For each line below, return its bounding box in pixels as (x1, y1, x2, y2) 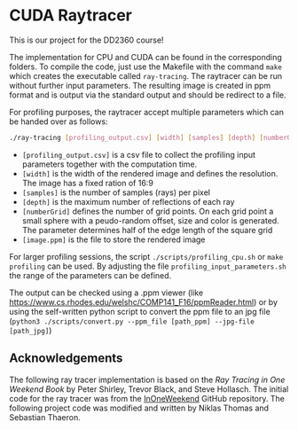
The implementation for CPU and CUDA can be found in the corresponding (9, 51, 282, 62)
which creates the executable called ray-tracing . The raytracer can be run (9, 70, 282, 81)
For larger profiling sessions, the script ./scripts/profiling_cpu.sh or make (9, 251, 284, 262)
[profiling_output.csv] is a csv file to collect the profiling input (21, 149, 255, 160)
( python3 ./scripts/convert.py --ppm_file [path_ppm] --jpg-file (9, 316, 255, 326)
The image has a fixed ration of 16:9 (21, 177, 153, 188)
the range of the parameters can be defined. (9, 270, 172, 280)
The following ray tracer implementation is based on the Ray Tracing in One (9, 374, 286, 385)
